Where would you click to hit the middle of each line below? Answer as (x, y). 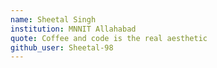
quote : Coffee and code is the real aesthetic (109, 38)
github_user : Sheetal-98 (62, 47)
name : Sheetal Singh (53, 19)
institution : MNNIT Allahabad (73, 29)
